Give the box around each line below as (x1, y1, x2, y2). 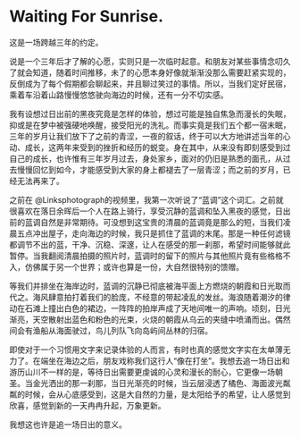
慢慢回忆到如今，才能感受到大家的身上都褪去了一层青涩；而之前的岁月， (16, 164, 283, 175)
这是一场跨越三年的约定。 (9, 37, 104, 47)
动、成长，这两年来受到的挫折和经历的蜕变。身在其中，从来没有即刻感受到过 (9, 141, 291, 153)
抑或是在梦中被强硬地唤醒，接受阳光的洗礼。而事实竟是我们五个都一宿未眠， (9, 119, 291, 131)
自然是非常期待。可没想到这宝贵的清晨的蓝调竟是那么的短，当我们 (39, 216, 283, 227)
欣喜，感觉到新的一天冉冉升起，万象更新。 (9, 400, 166, 410)
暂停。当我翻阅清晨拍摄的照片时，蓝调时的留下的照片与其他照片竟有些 (9, 250, 268, 261)
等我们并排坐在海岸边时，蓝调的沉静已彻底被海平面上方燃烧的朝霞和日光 (9, 280, 275, 291)
